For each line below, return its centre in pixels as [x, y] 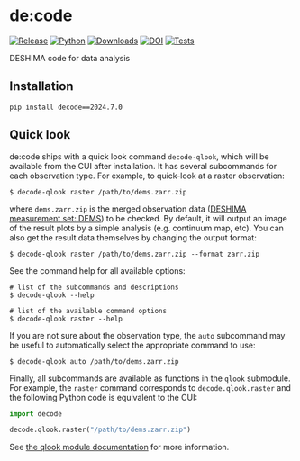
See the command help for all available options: [98, 270]
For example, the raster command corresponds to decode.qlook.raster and [150, 387]
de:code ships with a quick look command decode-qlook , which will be [139, 156]
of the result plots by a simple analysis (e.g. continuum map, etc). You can [146, 228]
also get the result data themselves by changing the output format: [133, 237]
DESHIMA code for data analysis [70, 58]
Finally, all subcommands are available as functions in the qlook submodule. [150, 378]
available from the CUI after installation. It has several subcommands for [143, 166]
